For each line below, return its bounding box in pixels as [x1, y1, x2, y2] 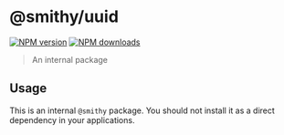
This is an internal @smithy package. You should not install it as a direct [9, 105, 276, 116]
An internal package [31, 54, 108, 65]
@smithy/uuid [9, 6, 119, 27]
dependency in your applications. [9, 114, 135, 125]
